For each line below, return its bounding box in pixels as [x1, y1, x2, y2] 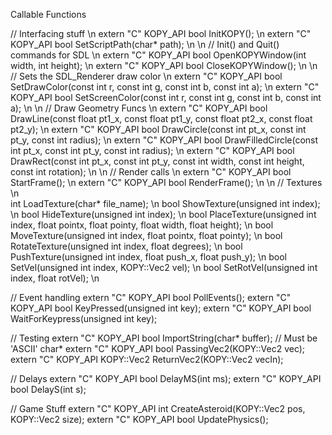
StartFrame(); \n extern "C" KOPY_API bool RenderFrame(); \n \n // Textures [10, 177, 323, 188]
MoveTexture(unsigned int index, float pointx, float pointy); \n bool [10, 230, 283, 241]
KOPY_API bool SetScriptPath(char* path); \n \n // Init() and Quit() [10, 39, 280, 50]
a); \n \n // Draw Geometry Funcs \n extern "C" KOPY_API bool [10, 102, 268, 114]
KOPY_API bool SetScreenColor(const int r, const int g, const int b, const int [10, 92, 322, 103]
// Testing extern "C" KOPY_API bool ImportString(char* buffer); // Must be [10, 332, 318, 344]
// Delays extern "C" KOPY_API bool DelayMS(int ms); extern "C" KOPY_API [10, 373, 322, 384]
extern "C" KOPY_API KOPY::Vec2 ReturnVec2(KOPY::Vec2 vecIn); [10, 354, 284, 365]
